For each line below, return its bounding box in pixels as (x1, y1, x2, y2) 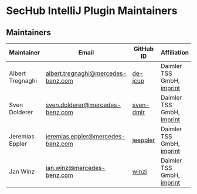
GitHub (134, 45, 154, 53)
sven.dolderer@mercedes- (46, 101, 121, 109)
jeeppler (132, 136, 155, 144)
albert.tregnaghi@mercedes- (46, 69, 127, 77)
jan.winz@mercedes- (46, 164, 106, 172)
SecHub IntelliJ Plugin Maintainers (6, 4, 178, 18)
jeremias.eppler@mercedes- (46, 132, 126, 140)
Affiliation (160, 49, 189, 56)
